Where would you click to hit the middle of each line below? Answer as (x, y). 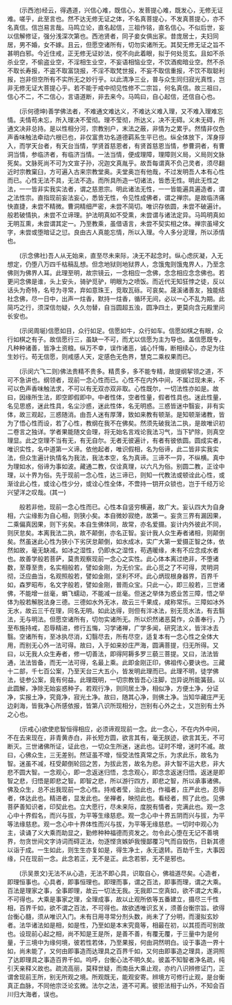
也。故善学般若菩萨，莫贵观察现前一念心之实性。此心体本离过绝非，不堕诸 (113, 559)
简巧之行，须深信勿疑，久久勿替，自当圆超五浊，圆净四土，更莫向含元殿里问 (116, 307)
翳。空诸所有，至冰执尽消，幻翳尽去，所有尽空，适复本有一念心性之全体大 (113, 637)
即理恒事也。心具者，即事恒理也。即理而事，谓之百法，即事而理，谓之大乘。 (116, 882)
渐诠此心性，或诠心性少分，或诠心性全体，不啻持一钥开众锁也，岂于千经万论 (116, 483)
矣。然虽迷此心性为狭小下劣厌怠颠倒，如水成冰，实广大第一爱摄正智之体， (113, 542)
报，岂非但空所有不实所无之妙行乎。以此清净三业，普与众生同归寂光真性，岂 (116, 79)
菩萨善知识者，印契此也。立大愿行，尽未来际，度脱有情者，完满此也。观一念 (116, 807)
